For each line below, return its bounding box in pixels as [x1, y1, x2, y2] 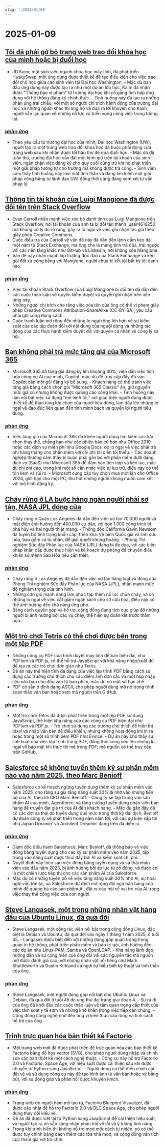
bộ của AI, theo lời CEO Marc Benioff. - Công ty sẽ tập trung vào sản [12, 795, 150, 801]
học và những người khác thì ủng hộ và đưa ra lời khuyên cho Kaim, [12, 105, 148, 111]
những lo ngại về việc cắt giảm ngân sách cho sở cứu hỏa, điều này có [12, 597, 155, 603]
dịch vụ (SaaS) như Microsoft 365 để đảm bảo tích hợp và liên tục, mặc [12, 460, 156, 466]
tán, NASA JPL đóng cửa [5, 503, 82, 511]
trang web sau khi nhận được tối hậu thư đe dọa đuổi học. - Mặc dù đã [12, 150, 155, 155]
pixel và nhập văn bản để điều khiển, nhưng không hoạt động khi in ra [12, 728, 153, 734]
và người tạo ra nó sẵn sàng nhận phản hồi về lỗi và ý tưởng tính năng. [12, 1120, 154, 1126]
